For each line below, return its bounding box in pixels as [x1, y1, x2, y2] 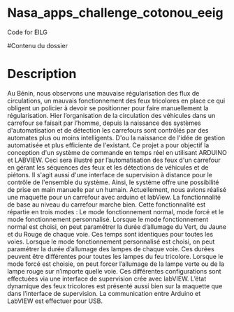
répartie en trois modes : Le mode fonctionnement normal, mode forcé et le [7, 207, 224, 216]
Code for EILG [7, 28, 47, 36]
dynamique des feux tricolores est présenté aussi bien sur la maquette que [7, 281, 223, 290]
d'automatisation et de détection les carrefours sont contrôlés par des [7, 126, 209, 134]
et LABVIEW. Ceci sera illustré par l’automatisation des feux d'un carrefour [7, 156, 221, 164]
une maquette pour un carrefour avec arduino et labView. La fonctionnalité [7, 193, 221, 201]
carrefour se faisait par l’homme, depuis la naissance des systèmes [7, 119, 201, 127]
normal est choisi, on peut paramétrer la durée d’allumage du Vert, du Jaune [7, 222, 227, 231]
